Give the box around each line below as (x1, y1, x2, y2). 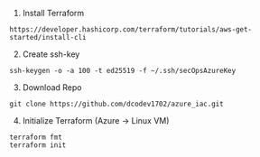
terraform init (9, 141, 67, 150)
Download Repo (22, 82, 82, 93)
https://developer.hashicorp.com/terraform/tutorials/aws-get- (9, 25, 253, 34)
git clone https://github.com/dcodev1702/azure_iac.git (9, 99, 224, 108)
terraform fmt (9, 133, 63, 142)
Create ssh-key (22, 49, 80, 60)
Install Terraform (22, 8, 85, 18)
